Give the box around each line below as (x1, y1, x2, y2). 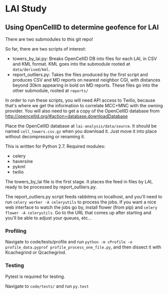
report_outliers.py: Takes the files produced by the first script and (12, 72, 148, 78)
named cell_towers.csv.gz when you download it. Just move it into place (5, 128, 157, 134)
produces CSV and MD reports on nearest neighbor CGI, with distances (12, 77, 160, 83)
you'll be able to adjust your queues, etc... (5, 215, 92, 221)
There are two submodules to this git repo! (5, 36, 93, 42)
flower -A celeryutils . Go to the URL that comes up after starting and (5, 210, 151, 215)
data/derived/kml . (12, 66, 50, 72)
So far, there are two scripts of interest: (5, 46, 86, 52)
